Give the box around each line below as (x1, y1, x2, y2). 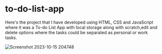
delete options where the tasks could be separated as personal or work (5, 29, 148, 35)
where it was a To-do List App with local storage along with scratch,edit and (5, 24, 158, 30)
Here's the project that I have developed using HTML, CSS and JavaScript (5, 19, 153, 25)
